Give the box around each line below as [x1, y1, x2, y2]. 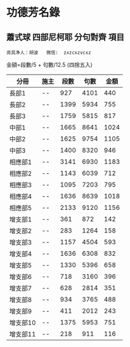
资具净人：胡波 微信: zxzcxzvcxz [6, 50, 92, 56]
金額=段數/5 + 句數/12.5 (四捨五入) [6, 61, 93, 68]
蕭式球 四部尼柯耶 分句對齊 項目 [6, 32, 125, 42]
